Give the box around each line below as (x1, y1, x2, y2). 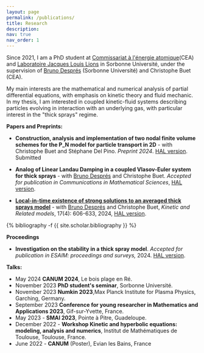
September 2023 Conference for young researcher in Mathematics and (15, 301, 199, 308)
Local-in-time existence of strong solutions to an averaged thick (15, 197, 181, 204)
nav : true (6, 32, 32, 38)
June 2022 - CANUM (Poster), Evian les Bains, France (15, 340, 152, 347)
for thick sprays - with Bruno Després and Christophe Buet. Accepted (15, 172, 192, 180)
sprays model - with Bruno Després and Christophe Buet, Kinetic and (15, 203, 190, 211)
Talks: (6, 264, 23, 271)
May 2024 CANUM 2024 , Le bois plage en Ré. (15, 275, 133, 282)
